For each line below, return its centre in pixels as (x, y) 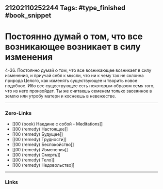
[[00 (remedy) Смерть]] (36, 155)
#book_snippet (28, 16)
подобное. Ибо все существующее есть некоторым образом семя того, (80, 86)
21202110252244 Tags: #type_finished (65, 8)
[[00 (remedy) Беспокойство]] (43, 144)
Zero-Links (18, 113)
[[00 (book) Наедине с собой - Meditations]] (57, 124)
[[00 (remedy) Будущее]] (37, 134)
